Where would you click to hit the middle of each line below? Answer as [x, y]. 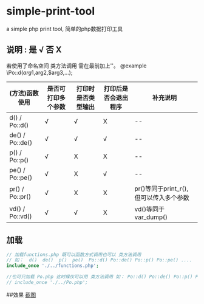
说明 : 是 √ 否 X [34, 50]
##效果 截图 [21, 295]
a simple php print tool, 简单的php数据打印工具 [65, 29]
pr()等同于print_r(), [161, 188]
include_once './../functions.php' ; [53, 266]
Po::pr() [20, 196]
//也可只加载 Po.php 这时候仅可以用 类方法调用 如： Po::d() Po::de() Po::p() [100, 277]
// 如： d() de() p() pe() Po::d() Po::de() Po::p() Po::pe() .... [99, 260]
